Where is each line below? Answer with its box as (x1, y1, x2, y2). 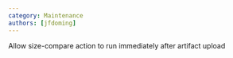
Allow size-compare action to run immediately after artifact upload (8, 41, 226, 50)
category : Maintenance (8, 11, 83, 20)
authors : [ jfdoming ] (8, 19, 77, 27)
